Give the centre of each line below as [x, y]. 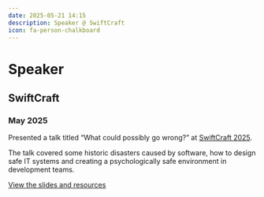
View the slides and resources [57, 185]
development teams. [41, 169]
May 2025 [28, 121]
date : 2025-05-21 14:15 [47, 15]
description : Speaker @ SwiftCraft [67, 23]
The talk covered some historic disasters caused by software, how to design [132, 153]
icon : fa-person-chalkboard [54, 30]
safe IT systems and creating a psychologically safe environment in [117, 162]
